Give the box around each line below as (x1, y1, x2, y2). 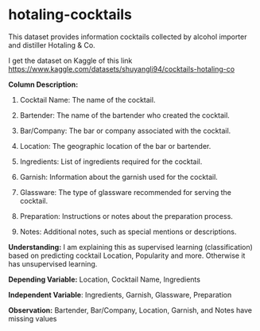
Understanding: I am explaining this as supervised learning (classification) (8, 242, 253, 251)
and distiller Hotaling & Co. (8, 40, 95, 49)
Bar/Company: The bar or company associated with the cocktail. (19, 126, 231, 135)
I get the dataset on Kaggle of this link (8, 56, 133, 65)
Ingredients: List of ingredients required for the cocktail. (19, 157, 203, 166)
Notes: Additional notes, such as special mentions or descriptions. (19, 227, 237, 236)
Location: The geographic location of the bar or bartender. (19, 141, 211, 150)
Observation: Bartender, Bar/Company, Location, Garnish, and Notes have (8, 305, 253, 315)
